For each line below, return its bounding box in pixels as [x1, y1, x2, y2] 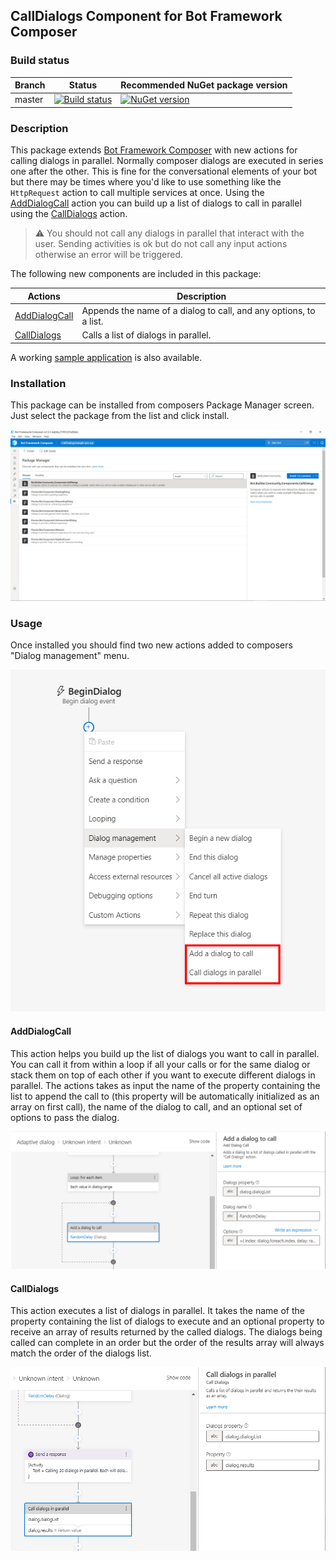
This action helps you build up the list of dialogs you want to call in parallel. [10, 1047, 320, 1059]
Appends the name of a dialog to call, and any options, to [81, 304, 316, 316]
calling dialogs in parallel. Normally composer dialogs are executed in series [10, 155, 324, 167]
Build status [10, 54, 70, 68]
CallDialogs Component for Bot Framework [10, 8, 283, 25]
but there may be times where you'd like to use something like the [10, 176, 282, 188]
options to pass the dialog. [10, 1111, 120, 1123]
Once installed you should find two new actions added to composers [10, 639, 293, 651]
